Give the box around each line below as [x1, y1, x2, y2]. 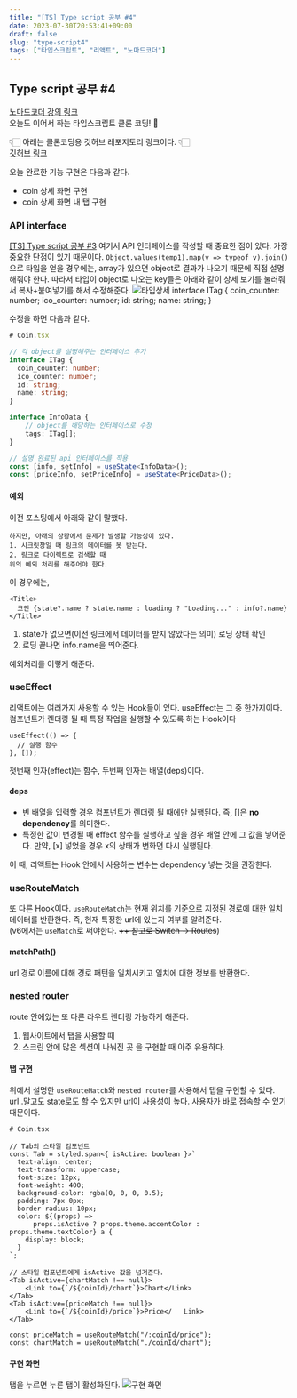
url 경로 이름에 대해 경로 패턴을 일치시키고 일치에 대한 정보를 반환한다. [9, 967, 251, 978]
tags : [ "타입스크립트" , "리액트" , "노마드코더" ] [9, 46, 167, 55]
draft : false [9, 29, 58, 38]
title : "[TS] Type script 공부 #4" [9, 12, 137, 22]
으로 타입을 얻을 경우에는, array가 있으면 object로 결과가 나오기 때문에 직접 [9, 263, 269, 274]
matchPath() [9, 946, 57, 957]
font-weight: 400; [17, 1181, 86, 1190]
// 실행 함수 [17, 740, 58, 750]
